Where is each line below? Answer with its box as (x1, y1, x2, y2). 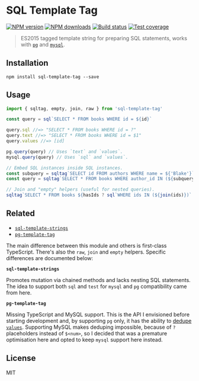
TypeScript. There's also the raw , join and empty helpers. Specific (6, 248, 166, 255)
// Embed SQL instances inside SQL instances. (6, 165, 123, 171)
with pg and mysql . (20, 41, 65, 48)
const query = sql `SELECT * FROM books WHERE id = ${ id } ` (6, 116, 152, 122)
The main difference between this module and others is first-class (6, 242, 167, 249)
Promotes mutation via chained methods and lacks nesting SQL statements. (6, 276, 191, 283)
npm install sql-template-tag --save (6, 73, 99, 80)
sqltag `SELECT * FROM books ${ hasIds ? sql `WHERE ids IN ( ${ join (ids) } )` (6, 192, 192, 198)
